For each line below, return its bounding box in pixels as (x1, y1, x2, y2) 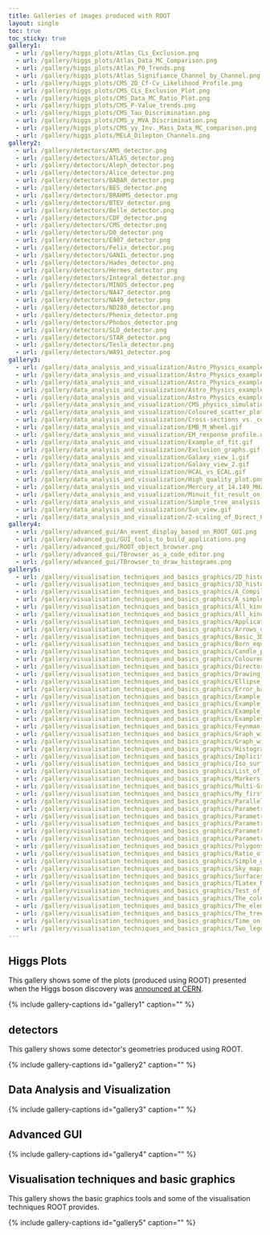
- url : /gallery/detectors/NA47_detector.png (15, 289, 171, 297)
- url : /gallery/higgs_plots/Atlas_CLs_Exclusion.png (15, 49, 199, 57)
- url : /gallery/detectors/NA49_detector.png (15, 296, 171, 304)
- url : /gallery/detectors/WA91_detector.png (15, 348, 171, 356)
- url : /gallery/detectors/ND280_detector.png (15, 303, 174, 311)
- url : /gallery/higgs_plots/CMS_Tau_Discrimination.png (15, 109, 211, 117)
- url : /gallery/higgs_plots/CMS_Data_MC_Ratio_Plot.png (15, 94, 211, 102)
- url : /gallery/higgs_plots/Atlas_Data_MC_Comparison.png (15, 57, 218, 65)
